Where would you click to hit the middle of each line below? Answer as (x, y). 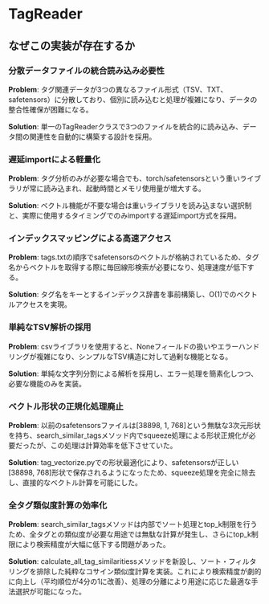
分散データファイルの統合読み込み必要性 (86, 71)
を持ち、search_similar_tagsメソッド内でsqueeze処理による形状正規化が (128, 435)
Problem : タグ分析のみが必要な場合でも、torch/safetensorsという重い (124, 178)
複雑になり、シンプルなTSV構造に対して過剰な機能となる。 (134, 356)
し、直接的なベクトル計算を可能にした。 (75, 483)
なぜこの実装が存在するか (71, 45)
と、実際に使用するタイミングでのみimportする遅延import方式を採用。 (124, 216)
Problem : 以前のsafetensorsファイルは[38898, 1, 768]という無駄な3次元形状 (134, 426)
